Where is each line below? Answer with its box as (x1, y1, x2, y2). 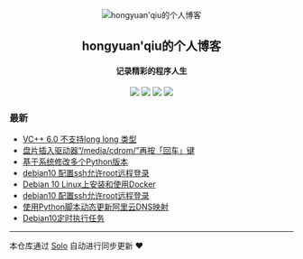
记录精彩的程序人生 (115, 65, 188, 76)
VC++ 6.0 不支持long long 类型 (22, 134, 137, 144)
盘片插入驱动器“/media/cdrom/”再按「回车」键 (22, 144, 196, 155)
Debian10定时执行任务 (22, 212, 106, 223)
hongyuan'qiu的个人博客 (81, 39, 222, 54)
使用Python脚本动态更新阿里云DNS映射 (22, 201, 169, 212)
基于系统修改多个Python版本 (22, 156, 129, 167)
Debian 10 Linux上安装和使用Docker (22, 179, 156, 190)
